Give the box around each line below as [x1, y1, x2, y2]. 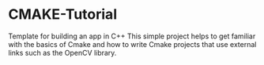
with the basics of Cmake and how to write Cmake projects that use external [8, 39, 257, 49]
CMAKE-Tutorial [8, 5, 117, 23]
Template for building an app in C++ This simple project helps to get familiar [8, 31, 256, 41]
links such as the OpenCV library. [8, 48, 117, 57]
